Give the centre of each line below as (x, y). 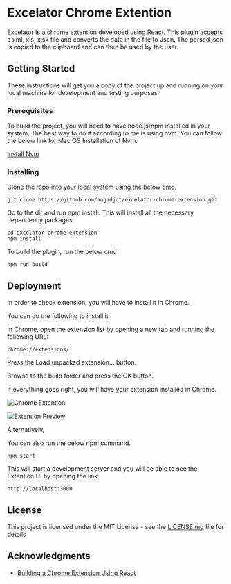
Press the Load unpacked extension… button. (72, 362)
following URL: (28, 337)
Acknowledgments (49, 556)
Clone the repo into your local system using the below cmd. (92, 187)
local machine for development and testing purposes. (83, 92)
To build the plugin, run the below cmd (62, 252)
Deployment (34, 286)
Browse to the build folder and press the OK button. (81, 376)
